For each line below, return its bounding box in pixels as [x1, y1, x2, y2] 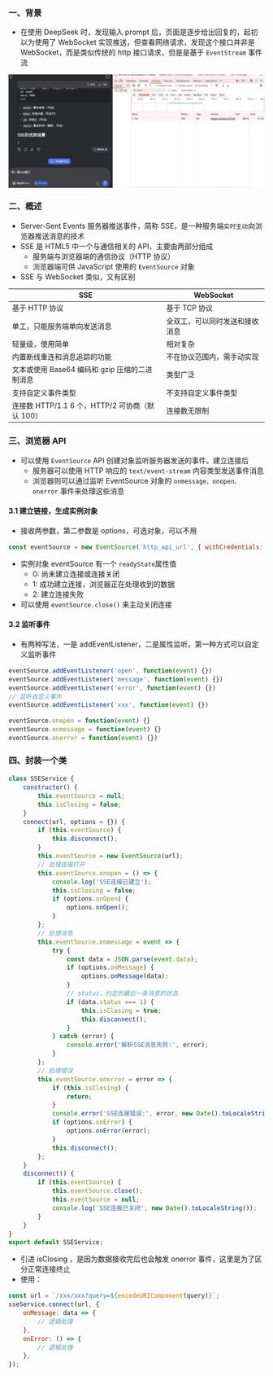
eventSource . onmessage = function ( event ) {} [8, 725, 162, 734]
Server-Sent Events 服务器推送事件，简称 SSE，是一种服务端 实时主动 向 [19, 221, 256, 230]
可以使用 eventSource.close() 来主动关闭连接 [19, 599, 172, 609]
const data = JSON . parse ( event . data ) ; [66, 955, 198, 963]
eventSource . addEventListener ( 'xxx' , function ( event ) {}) [8, 701, 209, 709]
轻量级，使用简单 [11, 339, 69, 348]
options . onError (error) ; [66, 1127, 151, 1135]
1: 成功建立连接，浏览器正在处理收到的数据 [32, 579, 175, 589]
